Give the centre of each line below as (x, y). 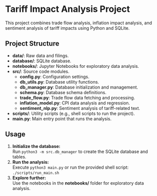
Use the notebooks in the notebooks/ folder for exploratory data (78, 183)
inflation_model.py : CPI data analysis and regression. (75, 103)
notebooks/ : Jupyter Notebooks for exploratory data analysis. (76, 66)
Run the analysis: (30, 162)
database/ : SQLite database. (42, 61)
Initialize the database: (36, 146)
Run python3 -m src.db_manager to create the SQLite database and (80, 151)
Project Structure (32, 44)
